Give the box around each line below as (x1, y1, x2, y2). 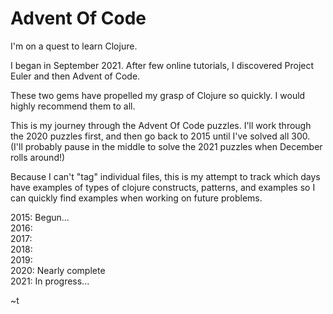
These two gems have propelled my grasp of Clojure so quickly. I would (10, 89, 306, 101)
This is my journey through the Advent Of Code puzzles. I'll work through (10, 119, 312, 131)
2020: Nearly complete (10, 264, 106, 276)
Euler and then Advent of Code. (10, 70, 141, 82)
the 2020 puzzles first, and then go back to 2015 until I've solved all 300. (10, 130, 311, 142)
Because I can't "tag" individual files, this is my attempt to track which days (10, 170, 321, 182)
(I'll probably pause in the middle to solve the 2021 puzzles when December (10, 140, 323, 152)
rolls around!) (10, 151, 66, 163)
